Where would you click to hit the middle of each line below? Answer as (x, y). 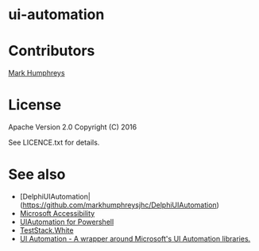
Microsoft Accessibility (57, 213)
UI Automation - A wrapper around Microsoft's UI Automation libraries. (135, 239)
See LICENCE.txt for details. (54, 143)
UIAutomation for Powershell (67, 222)
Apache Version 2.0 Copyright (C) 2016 (73, 127)
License (35, 105)
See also (37, 174)
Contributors (52, 51)
